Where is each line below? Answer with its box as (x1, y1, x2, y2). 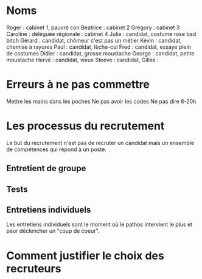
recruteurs (6, 261, 61, 275)
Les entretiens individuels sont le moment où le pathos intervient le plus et (6, 221, 193, 228)
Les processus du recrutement (6, 119, 165, 133)
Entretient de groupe (6, 163, 86, 174)
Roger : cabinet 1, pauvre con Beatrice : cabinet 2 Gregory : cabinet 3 (6, 24, 180, 31)
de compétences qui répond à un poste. (6, 146, 106, 153)
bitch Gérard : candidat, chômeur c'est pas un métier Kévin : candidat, (6, 37, 183, 44)
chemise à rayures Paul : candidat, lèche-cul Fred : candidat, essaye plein (6, 43, 192, 51)
